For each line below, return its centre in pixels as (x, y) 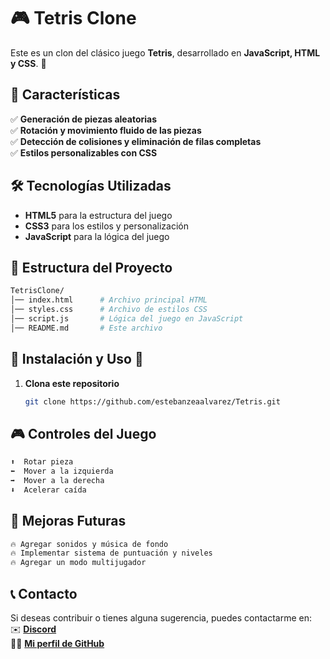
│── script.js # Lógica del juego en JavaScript (127, 319)
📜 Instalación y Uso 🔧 (77, 359)
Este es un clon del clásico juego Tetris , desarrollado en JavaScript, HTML (165, 52)
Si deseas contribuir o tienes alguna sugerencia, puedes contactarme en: (161, 618)
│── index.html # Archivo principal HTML (109, 300)
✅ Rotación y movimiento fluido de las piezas (106, 130)
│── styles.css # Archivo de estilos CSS (109, 310)
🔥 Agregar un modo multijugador (78, 563)
